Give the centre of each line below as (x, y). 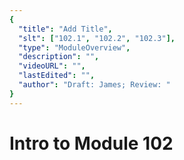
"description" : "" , (59, 57)
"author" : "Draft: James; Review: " (94, 85)
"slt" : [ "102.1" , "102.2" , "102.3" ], (97, 38)
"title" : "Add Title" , (65, 29)
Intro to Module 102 (91, 143)
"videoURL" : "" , (52, 66)
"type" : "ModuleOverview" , (74, 47)
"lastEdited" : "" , (57, 76)
